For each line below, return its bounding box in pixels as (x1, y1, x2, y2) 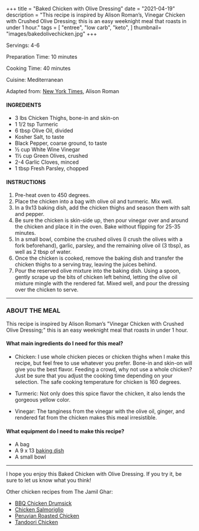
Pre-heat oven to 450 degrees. (14, 192, 91, 199)
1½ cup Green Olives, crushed (14, 152, 88, 160)
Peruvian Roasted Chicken (14, 513, 80, 520)
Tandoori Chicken (14, 519, 58, 526)
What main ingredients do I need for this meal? (6, 340, 123, 347)
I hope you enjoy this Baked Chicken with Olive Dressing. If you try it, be (6, 470, 182, 478)
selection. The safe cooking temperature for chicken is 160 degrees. (14, 378, 182, 385)
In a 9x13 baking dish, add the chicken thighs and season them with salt (14, 204, 191, 211)
